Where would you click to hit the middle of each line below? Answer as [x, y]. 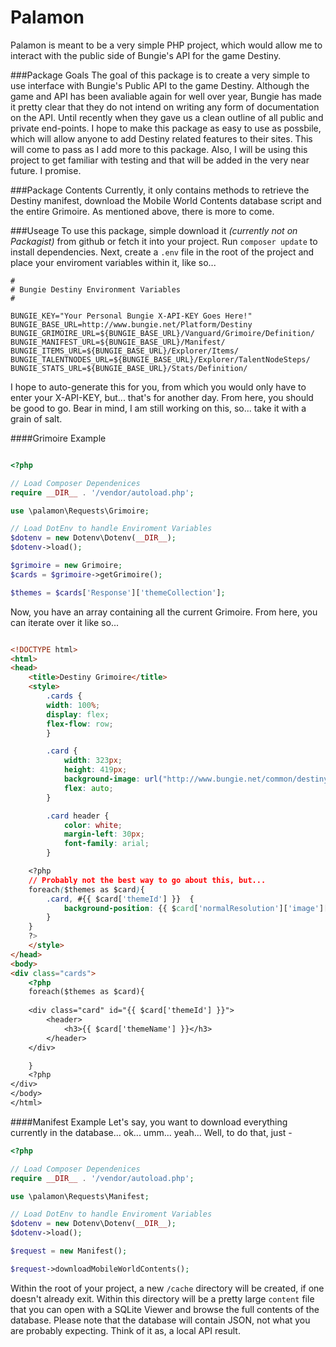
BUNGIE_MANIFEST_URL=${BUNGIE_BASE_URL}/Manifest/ [118, 342]
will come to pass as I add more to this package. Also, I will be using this [159, 149]
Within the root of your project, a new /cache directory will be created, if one [167, 1288]
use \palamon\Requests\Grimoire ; [80, 511]
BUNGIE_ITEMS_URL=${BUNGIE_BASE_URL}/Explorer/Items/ [125, 351]
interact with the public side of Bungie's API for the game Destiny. [146, 55]
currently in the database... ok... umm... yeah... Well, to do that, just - [151, 1132]
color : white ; [93, 825]
